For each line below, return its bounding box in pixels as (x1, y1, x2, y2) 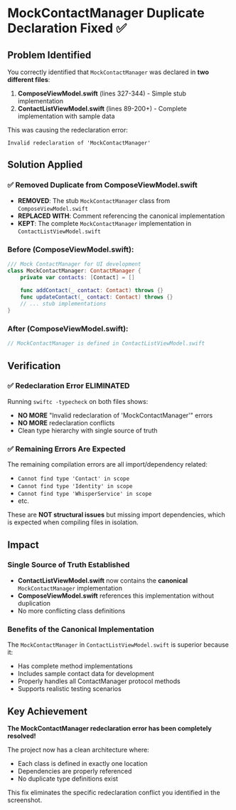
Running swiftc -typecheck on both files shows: (7, 397, 149, 405)
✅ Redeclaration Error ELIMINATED (7, 381, 130, 391)
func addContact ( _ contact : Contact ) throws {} (20, 287, 163, 294)
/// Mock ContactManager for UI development (7, 260, 141, 268)
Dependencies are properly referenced (17, 767, 132, 775)
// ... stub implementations (20, 301, 107, 308)
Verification (7, 360, 61, 372)
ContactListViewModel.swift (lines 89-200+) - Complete (17, 105, 187, 113)
